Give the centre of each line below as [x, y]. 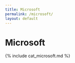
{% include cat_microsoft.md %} [38, 56]
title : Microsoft [23, 9]
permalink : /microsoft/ [29, 14]
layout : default [21, 18]
